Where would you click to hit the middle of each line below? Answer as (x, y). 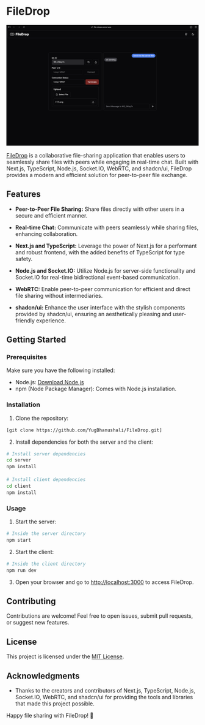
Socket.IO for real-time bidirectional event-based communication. (98, 277)
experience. (51, 321)
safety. (24, 259)
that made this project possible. (55, 704)
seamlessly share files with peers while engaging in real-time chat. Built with (103, 162)
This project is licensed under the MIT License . (65, 656)
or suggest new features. (38, 623)
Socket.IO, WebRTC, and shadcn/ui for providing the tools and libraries (104, 697)
